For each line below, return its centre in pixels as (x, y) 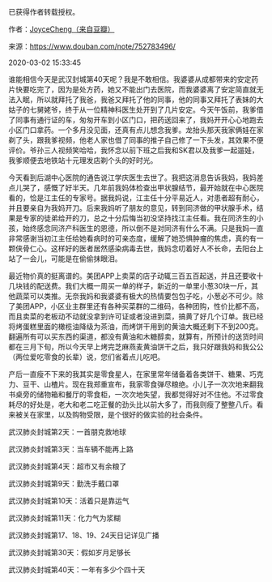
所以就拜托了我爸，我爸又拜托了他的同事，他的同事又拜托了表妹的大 (150, 99)
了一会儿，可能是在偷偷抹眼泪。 (68, 259)
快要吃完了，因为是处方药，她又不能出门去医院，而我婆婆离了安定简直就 (136, 89)
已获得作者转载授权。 (44, 12)
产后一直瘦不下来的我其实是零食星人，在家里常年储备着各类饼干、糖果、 (129, 374)
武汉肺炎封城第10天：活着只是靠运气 (69, 501)
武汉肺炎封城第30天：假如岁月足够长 (70, 552)
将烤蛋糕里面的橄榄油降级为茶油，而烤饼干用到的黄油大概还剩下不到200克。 (136, 326)
